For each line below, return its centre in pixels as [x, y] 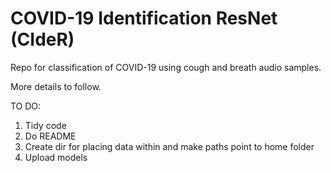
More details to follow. [56, 86]
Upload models [56, 157]
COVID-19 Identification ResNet [144, 18]
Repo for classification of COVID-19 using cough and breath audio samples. [166, 67]
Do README [50, 136]
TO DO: [26, 106]
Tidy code [45, 125]
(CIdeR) [42, 39]
